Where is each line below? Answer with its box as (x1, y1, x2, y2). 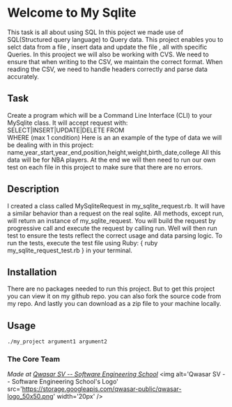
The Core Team (7, 354, 61, 364)
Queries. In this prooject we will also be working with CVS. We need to (7, 50, 209, 59)
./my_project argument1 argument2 (7, 338, 108, 346)
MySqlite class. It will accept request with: (7, 118, 128, 127)
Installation (7, 266, 57, 278)
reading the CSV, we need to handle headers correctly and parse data (7, 65, 208, 73)
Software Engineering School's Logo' (11, 378, 118, 386)
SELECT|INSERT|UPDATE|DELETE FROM (7, 125, 125, 134)
